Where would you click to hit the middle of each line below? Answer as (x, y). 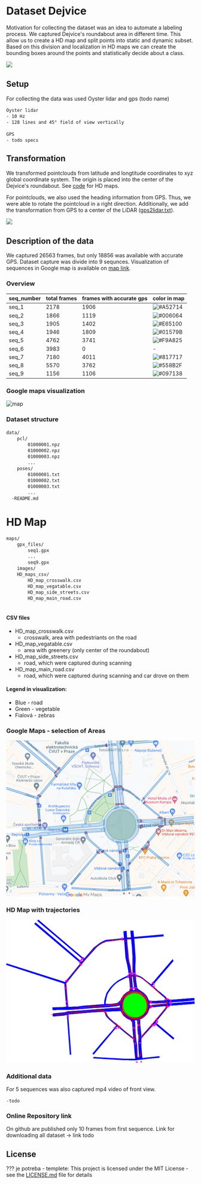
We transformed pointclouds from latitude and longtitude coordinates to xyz (100, 173)
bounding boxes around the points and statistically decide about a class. (95, 53)
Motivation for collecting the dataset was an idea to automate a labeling (94, 28)
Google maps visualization (45, 391)
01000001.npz (44, 445)
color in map (168, 299)
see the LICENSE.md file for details (49, 1175)
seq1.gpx (39, 551)
